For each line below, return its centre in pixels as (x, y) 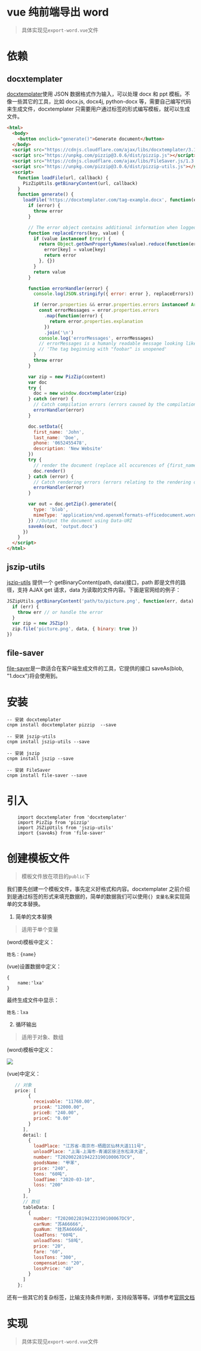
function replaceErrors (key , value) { (76, 233)
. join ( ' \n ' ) (59, 333)
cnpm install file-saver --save (47, 775)
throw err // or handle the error (60, 612)
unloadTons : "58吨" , (58, 1241)
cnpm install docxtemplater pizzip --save (62, 725)
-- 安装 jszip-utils (31, 737)
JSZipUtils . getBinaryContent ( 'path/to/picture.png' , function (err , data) (101, 601)
